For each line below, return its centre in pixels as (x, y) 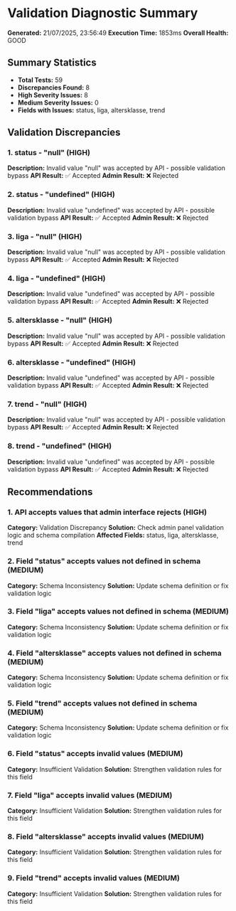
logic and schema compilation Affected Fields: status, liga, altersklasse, (113, 536)
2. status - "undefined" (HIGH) (61, 195)
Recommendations (50, 492)
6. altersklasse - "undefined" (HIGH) (72, 362)
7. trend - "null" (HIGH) (47, 404)
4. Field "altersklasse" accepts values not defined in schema (114, 653)
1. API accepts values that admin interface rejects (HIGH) (107, 512)
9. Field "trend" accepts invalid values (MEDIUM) (93, 878)
